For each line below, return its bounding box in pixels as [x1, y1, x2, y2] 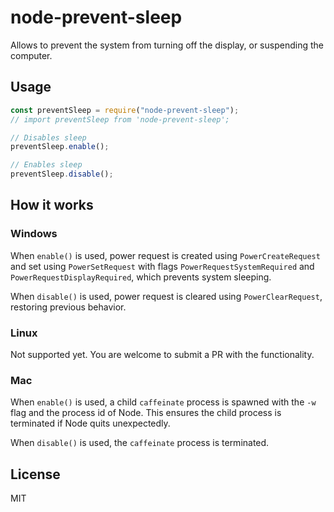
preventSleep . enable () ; [10, 142, 110, 152]
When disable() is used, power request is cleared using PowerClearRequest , [10, 290, 323, 302]
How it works [10, 197, 94, 214]
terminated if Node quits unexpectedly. [10, 417, 171, 430]
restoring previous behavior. [10, 301, 127, 313]
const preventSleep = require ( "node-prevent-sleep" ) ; [10, 105, 240, 115]
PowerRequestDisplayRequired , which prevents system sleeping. [10, 271, 272, 283]
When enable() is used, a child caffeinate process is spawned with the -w [10, 396, 317, 408]
